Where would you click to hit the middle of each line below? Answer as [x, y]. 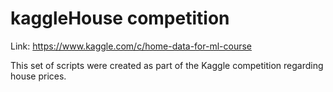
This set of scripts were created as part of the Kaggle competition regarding [167, 65]
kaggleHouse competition [120, 18]
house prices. [38, 76]
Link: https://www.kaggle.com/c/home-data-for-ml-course [131, 46]
